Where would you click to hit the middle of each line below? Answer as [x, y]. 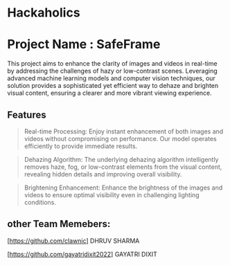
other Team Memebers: [59, 224]
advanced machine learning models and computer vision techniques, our [112, 78]
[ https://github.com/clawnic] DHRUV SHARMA [73, 241]
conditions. [40, 202]
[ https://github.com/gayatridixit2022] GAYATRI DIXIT [82, 254]
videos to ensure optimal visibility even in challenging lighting [112, 194]
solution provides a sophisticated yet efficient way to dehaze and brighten [113, 86]
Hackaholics [44, 13]
